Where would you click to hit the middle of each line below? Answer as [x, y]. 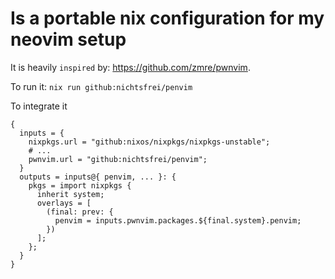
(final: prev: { [80, 212]
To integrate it [39, 106]
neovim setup [68, 39]
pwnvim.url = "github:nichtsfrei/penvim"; [118, 159]
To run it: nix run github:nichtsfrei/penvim [101, 86]
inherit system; [70, 194]
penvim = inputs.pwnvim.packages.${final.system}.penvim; [178, 220]
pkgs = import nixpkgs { [80, 185]
